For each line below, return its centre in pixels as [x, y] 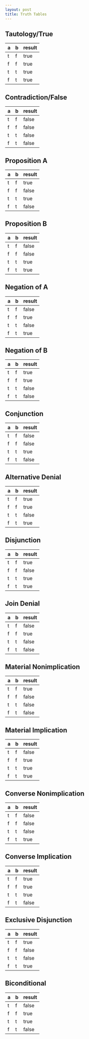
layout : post [18, 10]
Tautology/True [29, 34]
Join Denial [22, 603]
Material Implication [36, 730]
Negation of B [26, 350]
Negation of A [27, 287]
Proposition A [26, 160]
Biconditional [26, 983]
